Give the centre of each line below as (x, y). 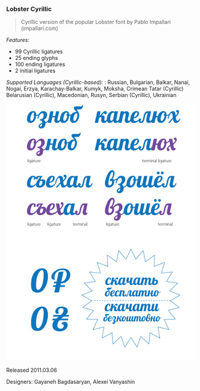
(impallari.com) (40, 28)
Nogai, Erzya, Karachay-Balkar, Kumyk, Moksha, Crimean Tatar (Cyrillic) (95, 89)
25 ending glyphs (36, 58)
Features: (18, 40)
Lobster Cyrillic (29, 9)
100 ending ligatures (40, 64)
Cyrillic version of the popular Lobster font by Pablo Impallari (96, 22)
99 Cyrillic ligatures (39, 52)
